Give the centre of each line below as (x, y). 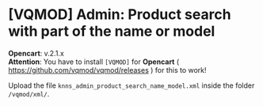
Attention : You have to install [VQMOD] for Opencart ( (94, 62)
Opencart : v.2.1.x (36, 53)
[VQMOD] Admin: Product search (120, 15)
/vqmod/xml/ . (29, 93)
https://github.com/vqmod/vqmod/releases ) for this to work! (108, 70)
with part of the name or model (112, 31)
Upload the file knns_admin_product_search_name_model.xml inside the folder (131, 85)
